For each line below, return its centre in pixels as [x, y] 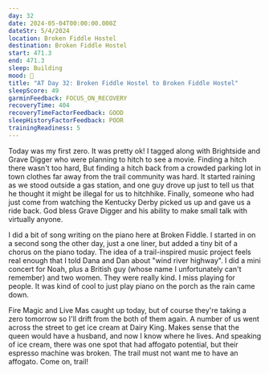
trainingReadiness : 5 [45, 128]
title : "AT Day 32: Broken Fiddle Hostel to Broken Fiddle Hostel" [124, 83]
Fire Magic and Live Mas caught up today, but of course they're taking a [127, 310]
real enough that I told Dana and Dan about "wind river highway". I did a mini [134, 260]
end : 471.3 [26, 61]
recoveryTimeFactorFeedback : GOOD [66, 113]
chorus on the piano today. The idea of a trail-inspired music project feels [130, 252]
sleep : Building [35, 68]
